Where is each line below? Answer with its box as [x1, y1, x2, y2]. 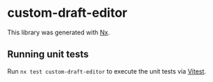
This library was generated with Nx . [7, 28, 110, 36]
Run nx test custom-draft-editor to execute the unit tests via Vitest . [7, 67, 207, 75]
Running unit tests [7, 48, 89, 60]
